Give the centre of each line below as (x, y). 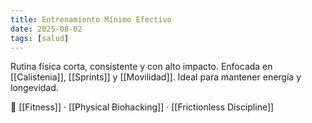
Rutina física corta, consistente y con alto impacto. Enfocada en (141, 67)
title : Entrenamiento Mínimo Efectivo (91, 19)
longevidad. (34, 88)
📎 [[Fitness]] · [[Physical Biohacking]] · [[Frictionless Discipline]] (142, 107)
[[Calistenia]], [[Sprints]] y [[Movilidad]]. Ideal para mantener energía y (156, 77)
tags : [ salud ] (40, 38)
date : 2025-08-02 (46, 29)
